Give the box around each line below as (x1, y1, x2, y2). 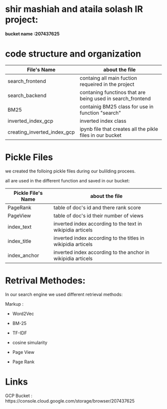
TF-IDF (12, 329, 27, 336)
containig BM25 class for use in (79, 103, 154, 110)
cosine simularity (12, 339, 48, 345)
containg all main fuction (79, 75, 138, 82)
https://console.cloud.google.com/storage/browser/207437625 (5, 398, 135, 404)
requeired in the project (79, 81, 135, 87)
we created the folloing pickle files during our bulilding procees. (5, 168, 136, 174)
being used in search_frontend (79, 95, 151, 102)
